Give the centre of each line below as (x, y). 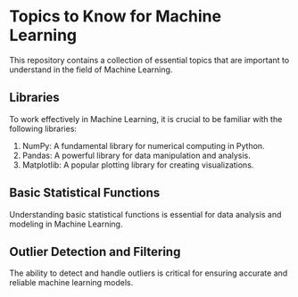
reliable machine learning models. (71, 283)
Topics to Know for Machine (115, 16)
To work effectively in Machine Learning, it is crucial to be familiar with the (146, 119)
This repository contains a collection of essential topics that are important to (149, 60)
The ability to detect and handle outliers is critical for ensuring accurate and (149, 273)
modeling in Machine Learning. (66, 224)
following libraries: (43, 128)
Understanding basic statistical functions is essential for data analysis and (145, 214)
